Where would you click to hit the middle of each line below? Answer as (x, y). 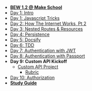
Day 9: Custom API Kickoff (38, 61)
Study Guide (23, 83)
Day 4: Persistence (30, 34)
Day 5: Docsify (25, 40)
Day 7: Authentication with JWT (43, 51)
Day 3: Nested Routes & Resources (47, 29)
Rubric (32, 72)
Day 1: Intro (22, 13)
